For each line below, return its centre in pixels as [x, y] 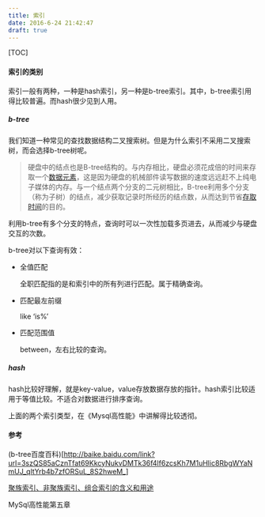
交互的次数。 [29, 233]
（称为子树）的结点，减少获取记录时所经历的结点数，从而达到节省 [135, 196]
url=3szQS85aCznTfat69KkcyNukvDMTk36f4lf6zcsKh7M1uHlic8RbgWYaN [131, 462]
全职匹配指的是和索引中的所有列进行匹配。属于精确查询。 [113, 283]
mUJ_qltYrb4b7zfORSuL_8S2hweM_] [68, 471]
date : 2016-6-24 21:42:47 [51, 23]
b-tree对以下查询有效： [46, 250]
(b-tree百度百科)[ [36, 454]
